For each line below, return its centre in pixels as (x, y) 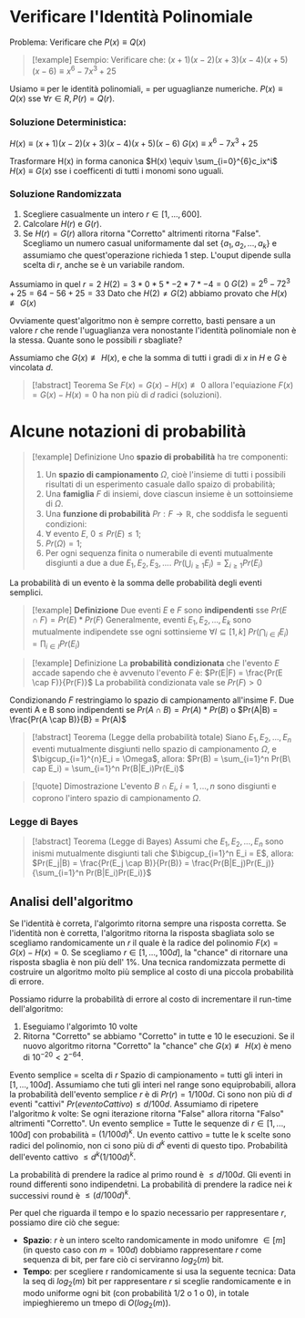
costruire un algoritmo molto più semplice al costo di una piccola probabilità (152, 972)
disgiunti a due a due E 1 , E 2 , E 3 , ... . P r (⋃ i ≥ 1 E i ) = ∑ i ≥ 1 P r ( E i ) (154, 564)
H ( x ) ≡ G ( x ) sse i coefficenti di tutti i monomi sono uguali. (117, 170)
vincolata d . (31, 367)
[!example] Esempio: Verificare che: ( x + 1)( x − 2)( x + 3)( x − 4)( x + (155, 59)
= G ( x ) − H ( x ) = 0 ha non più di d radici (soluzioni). (127, 395)
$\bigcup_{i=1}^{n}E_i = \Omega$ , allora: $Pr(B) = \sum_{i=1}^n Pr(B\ (161, 759)
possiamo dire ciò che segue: (65, 1222)
